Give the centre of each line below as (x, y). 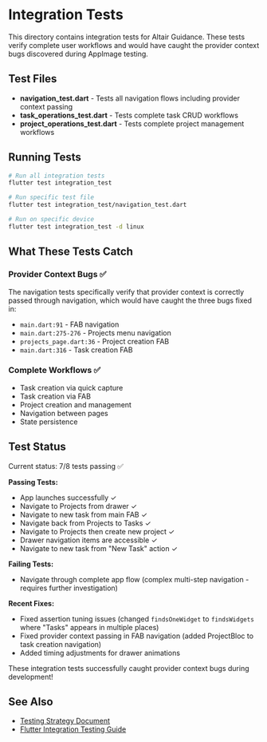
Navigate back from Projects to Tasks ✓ (85, 523)
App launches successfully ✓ (68, 498)
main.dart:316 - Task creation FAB (76, 350)
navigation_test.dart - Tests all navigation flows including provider (130, 98)
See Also (31, 702)
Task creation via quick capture (71, 387)
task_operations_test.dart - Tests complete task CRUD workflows (129, 115)
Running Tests (45, 157)
